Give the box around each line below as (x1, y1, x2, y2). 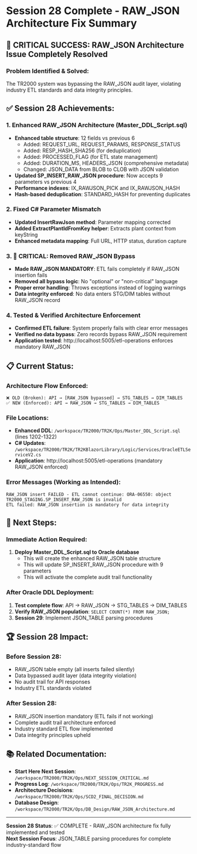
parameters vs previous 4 (14, 178, 77, 185)
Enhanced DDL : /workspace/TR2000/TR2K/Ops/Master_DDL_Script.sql (14, 427, 181, 434)
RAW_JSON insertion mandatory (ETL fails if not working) (14, 712, 154, 719)
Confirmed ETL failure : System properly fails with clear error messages (14, 324, 188, 331)
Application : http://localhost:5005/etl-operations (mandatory (14, 457, 163, 464)
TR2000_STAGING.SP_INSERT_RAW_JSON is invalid (6, 497, 122, 503)
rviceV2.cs (14, 452, 42, 458)
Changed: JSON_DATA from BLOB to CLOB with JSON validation (23, 166, 179, 173)
